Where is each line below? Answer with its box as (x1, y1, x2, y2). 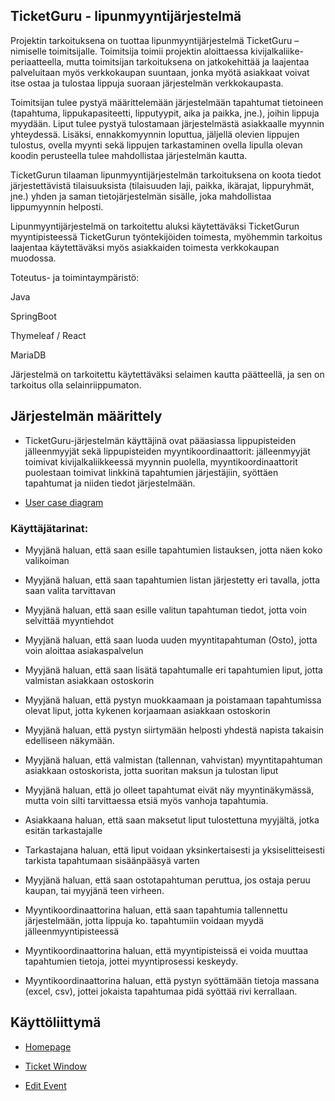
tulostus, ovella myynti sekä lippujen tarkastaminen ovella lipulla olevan (10, 139, 303, 151)
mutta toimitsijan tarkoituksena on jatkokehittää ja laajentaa (66, 55, 310, 68)
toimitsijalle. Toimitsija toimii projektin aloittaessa (48, 45, 249, 57)
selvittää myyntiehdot (24, 614, 114, 626)
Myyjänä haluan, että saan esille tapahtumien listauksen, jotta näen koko (24, 544, 323, 556)
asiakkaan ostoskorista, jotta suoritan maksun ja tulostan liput (24, 764, 279, 776)
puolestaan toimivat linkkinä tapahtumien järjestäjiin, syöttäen (24, 466, 279, 478)
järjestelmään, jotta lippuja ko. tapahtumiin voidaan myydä (24, 914, 264, 926)
